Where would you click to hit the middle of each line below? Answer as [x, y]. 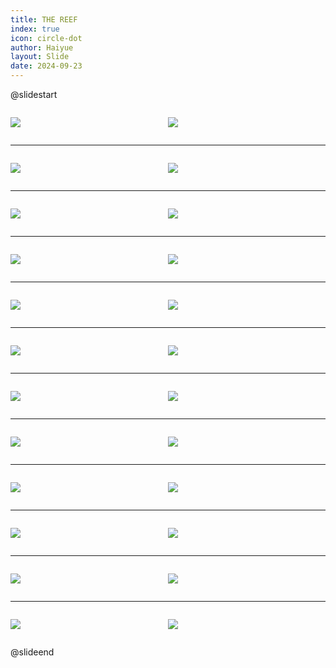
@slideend [32, 652]
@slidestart [34, 94]
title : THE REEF [44, 19]
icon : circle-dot [46, 38]
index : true [35, 29]
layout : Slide [40, 57]
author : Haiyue [42, 47]
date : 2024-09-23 [46, 66]
